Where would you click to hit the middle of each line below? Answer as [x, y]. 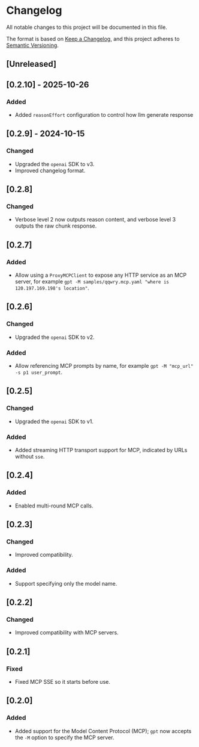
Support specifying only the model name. [66, 583]
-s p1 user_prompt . [39, 372]
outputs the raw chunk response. [56, 226]
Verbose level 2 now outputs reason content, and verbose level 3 [95, 220]
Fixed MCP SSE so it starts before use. [63, 682]
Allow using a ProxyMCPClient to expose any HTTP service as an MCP [101, 275]
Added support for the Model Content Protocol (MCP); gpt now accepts [103, 731]
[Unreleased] [31, 64]
